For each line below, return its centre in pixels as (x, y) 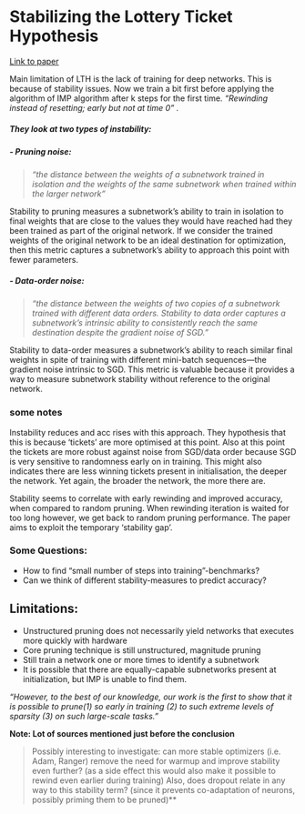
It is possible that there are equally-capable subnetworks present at (149, 669)
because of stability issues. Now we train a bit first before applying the (142, 88)
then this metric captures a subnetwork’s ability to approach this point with (149, 250)
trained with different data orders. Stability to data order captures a (159, 313)
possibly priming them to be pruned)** (104, 799)
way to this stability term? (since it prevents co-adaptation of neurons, (163, 789)
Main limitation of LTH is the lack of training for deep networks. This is (141, 78)
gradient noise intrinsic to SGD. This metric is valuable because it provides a (152, 369)
